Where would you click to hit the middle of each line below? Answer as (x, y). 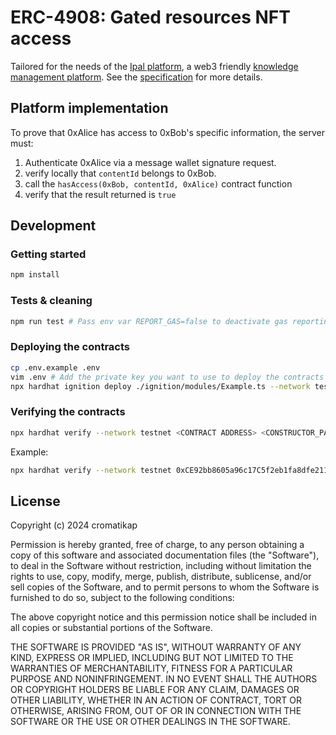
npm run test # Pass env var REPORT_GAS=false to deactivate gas (149, 321)
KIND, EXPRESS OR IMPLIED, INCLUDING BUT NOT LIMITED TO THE (152, 658)
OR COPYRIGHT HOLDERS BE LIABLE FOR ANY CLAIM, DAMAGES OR (155, 690)
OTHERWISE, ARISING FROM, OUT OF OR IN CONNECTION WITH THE (156, 711)
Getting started (48, 254)
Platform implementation (89, 108)
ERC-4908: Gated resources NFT (150, 17)
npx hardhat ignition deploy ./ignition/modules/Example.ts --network (160, 386)
